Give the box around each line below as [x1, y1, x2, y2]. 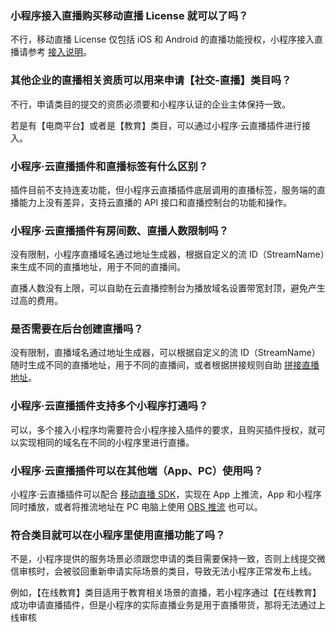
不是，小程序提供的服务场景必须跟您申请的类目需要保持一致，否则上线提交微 [10, 553, 326, 565]
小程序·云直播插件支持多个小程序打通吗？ [10, 399, 209, 413]
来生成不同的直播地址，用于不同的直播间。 [10, 261, 186, 273]
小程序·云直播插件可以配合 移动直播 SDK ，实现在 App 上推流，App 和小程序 [10, 488, 322, 501]
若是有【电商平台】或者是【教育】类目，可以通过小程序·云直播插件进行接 [10, 119, 312, 131]
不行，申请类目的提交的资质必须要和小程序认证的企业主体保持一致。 [10, 98, 291, 110]
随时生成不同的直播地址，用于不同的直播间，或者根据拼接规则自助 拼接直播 [10, 359, 320, 371]
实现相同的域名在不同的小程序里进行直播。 [18, 436, 195, 448]
